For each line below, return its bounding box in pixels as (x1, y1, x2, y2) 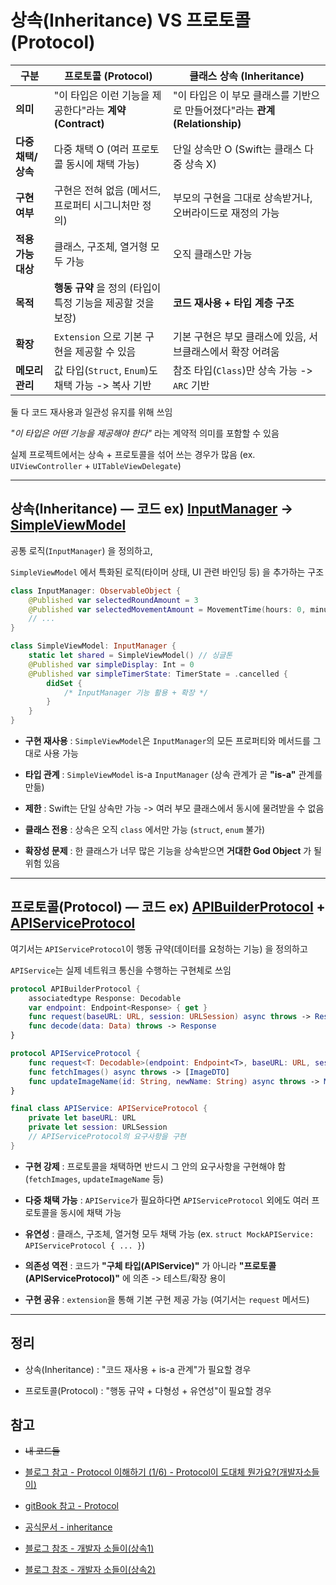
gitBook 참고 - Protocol (24, 1500, 119, 1512)
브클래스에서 (173, 344, 229, 358)
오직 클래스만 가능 (173, 247, 253, 261)
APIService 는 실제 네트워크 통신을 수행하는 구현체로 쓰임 (10, 964, 232, 976)
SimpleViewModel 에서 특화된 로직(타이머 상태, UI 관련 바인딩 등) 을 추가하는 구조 (10, 566, 325, 578)
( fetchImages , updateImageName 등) (24, 1172, 164, 1185)
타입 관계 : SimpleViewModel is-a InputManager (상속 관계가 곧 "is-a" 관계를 (24, 769, 323, 780)
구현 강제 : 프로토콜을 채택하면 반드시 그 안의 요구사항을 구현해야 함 (24, 1160, 287, 1172)
